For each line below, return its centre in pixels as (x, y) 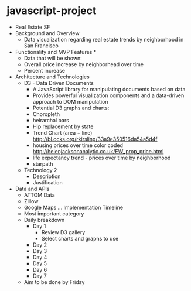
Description (47, 176)
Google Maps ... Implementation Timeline (74, 207)
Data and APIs (32, 189)
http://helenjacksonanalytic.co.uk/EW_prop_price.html (98, 151)
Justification (48, 182)
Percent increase (45, 70)
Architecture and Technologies (52, 77)
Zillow (31, 201)
